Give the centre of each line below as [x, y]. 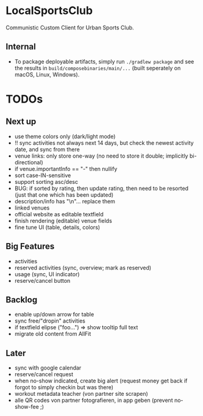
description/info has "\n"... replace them [65, 201]
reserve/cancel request [44, 374]
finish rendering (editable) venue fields [63, 221]
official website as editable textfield [59, 214]
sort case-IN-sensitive [43, 175]
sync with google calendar [48, 368]
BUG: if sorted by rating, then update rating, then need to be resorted [101, 188]
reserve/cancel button [42, 280]
